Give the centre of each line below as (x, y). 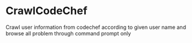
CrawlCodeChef (46, 11)
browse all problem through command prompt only (68, 33)
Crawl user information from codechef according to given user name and (96, 27)
